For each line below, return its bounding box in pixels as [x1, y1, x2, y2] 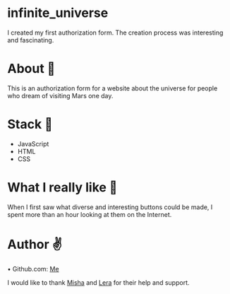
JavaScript [17, 139, 49, 148]
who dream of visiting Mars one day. [7, 91, 114, 100]
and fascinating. [7, 35, 54, 44]
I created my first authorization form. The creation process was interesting [7, 28, 224, 37]
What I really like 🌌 [7, 180, 118, 195]
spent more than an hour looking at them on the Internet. [7, 210, 172, 218]
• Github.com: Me [7, 264, 59, 273]
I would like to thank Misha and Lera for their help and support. [7, 278, 190, 287]
